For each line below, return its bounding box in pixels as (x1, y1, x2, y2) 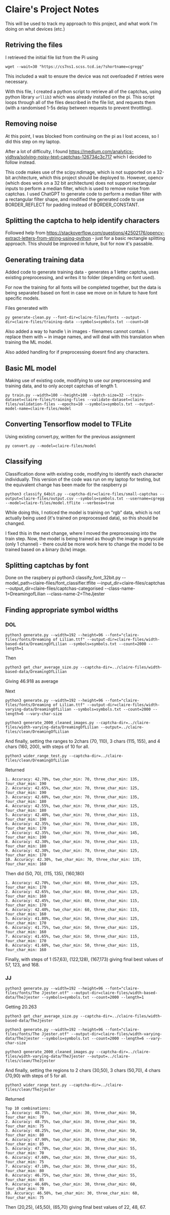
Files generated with (5, 305, 48, 311)
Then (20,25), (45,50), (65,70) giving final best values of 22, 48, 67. (5, 1204, 146, 1210)
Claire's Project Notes (5, 4, 99, 15)
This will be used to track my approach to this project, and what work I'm (5, 20, 158, 27)
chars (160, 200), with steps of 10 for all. (5, 743, 90, 750)
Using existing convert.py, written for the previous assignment (5, 433, 135, 439)
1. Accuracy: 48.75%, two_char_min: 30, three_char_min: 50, (5, 1110, 138, 1115)
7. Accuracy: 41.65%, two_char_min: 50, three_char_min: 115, (5, 934, 140, 939)
